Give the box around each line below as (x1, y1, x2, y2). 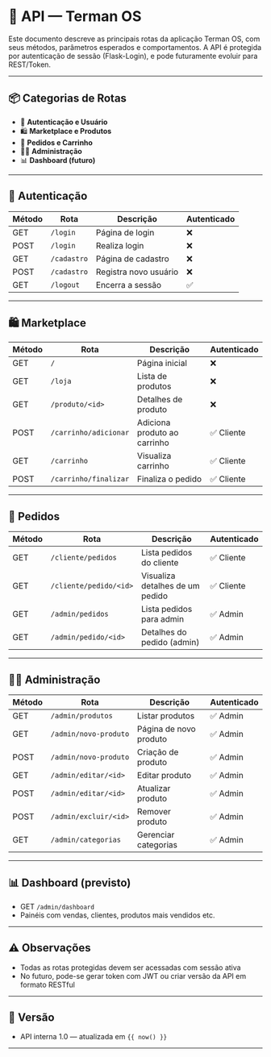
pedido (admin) (140, 637, 200, 648)
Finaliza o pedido (136, 473, 202, 485)
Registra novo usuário (95, 266, 179, 277)
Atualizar (136, 783, 171, 793)
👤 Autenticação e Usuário (19, 117, 108, 127)
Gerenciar (136, 830, 175, 840)
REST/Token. (8, 60, 51, 69)
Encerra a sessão (95, 279, 162, 290)
